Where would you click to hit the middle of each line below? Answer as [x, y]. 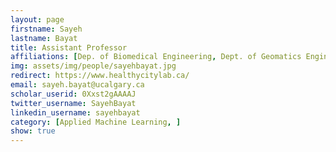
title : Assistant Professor [69, 47]
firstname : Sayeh [46, 29]
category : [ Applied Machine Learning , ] [96, 122]
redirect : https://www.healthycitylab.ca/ [100, 76]
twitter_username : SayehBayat [73, 103]
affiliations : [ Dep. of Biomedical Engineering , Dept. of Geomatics [156, 57]
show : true [33, 131]
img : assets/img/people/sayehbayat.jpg [93, 66]
